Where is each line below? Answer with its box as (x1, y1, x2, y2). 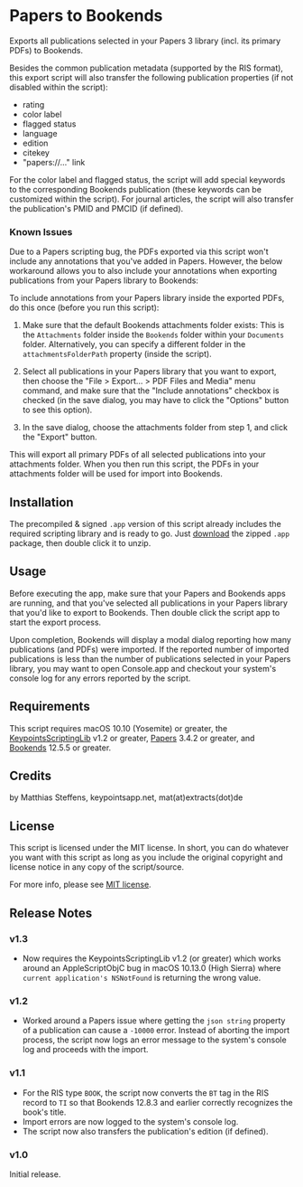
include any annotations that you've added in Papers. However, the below (9, 256, 283, 267)
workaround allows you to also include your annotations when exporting (9, 266, 278, 277)
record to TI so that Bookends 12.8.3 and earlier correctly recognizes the (22, 1097, 293, 1107)
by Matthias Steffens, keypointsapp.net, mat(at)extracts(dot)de (9, 792, 243, 803)
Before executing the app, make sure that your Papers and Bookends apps (9, 588, 286, 598)
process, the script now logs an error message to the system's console (22, 1034, 287, 1045)
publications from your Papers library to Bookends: (9, 275, 198, 286)
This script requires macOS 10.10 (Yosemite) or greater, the (9, 722, 228, 733)
